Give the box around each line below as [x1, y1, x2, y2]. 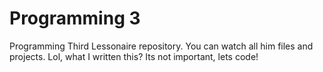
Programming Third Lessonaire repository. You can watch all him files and [9, 40, 314, 52]
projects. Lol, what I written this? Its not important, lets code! [9, 50, 259, 62]
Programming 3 [9, 7, 141, 30]
